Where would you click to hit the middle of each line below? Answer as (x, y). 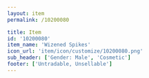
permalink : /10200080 (38, 20)
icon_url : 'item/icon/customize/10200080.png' (75, 51)
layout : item (26, 13)
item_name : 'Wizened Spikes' (49, 45)
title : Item (24, 32)
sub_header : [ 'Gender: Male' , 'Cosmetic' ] (69, 58)
